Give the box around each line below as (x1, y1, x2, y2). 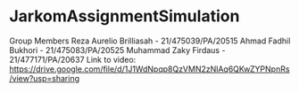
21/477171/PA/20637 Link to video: (9, 54, 137, 65)
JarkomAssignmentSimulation (9, 6, 240, 27)
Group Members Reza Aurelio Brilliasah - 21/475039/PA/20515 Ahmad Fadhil (9, 35, 291, 46)
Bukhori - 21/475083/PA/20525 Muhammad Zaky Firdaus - (9, 44, 226, 55)
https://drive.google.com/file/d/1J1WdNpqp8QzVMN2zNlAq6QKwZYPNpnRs (9, 64, 290, 74)
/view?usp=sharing (9, 73, 80, 83)
